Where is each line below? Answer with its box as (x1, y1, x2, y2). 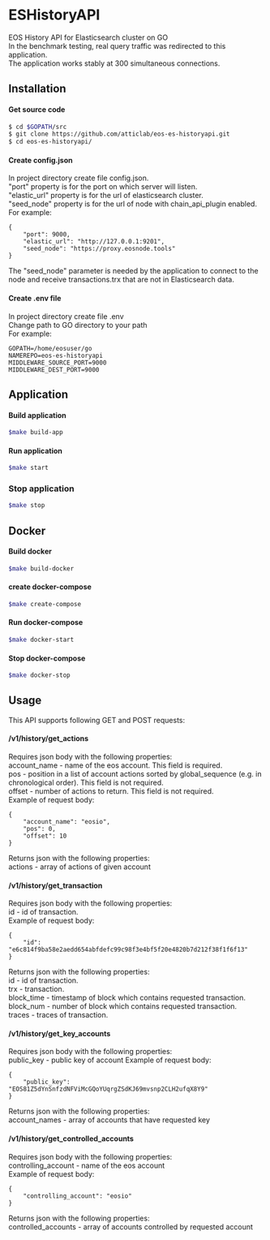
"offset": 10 (23, 832, 67, 840)
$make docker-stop (8, 671, 71, 679)
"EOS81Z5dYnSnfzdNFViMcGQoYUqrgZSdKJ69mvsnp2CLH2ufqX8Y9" (8, 1085, 208, 1093)
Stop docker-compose (8, 653, 86, 663)
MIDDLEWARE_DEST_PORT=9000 (8, 365, 100, 374)
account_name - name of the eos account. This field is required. (8, 760, 223, 770)
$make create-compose (8, 600, 82, 608)
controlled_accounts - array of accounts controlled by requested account (8, 1221, 254, 1231)
